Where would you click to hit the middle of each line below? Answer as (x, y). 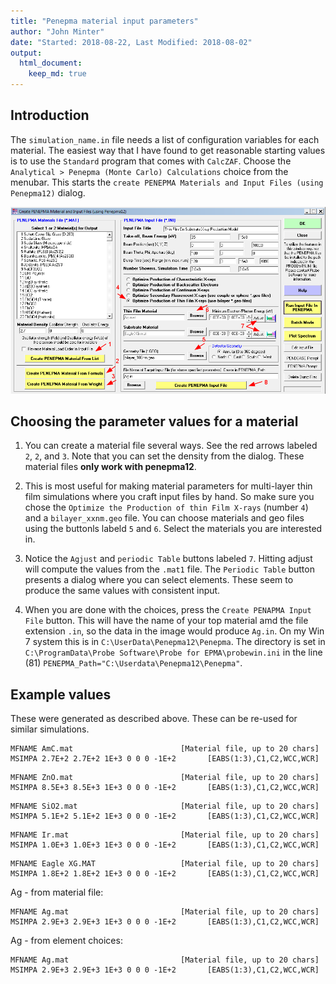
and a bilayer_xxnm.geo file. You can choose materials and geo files (164, 518)
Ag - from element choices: (66, 941)
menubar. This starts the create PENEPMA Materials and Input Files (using (167, 182)
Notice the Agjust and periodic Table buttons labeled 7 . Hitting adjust (168, 559)
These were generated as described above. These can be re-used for (154, 719)
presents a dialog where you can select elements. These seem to (159, 580)
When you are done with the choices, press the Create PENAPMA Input (168, 610)
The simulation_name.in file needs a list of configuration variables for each (165, 139)
